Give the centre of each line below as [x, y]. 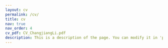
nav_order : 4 [19, 28]
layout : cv [16, 10]
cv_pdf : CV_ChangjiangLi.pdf [35, 33]
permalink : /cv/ [22, 14]
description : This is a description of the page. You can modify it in [81, 38]
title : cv [15, 19]
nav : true [15, 24]
